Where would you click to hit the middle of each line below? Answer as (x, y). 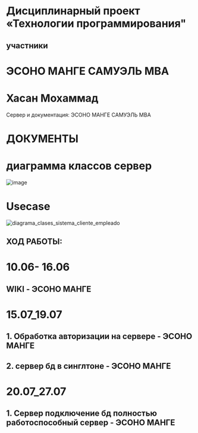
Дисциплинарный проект (73, 11)
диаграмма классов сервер (79, 166)
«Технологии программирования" (96, 23)
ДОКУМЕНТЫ (42, 139)
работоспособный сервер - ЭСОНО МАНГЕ (91, 423)
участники (27, 46)
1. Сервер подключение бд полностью (82, 414)
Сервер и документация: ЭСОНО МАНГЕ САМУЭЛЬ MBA (79, 115)
